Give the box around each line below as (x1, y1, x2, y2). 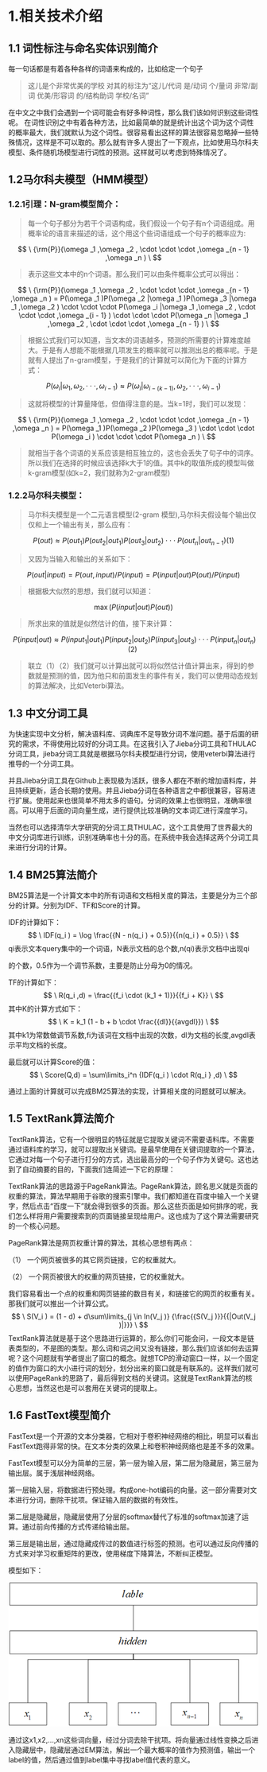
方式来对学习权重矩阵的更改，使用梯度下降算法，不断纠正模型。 (8, 1549, 217, 1558)
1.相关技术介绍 (8, 7, 103, 25)
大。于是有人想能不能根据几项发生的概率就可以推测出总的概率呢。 (27, 345, 244, 355)
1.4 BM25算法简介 (8, 868, 98, 881)
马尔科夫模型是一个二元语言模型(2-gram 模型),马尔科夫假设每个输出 (27, 510, 250, 519)
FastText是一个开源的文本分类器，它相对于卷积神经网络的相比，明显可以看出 (8, 1431, 259, 1440)
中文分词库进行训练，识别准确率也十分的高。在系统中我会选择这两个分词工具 (8, 833, 259, 842)
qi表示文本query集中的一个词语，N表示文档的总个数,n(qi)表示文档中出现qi (8, 944, 250, 953)
